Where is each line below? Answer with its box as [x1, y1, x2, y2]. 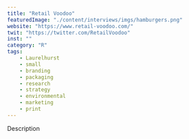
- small [19, 61, 41, 68]
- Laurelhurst [19, 55, 60, 62]
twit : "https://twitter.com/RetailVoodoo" [7, 29, 131, 36]
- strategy [19, 86, 51, 93]
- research [19, 80, 51, 87]
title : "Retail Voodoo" [7, 10, 76, 17]
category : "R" [7, 42, 48, 49]
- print [19, 105, 41, 112]
